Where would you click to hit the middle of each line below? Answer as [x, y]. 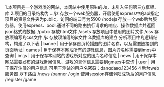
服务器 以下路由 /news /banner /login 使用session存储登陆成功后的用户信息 [81, 74]
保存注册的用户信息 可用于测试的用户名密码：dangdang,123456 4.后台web [84, 68]
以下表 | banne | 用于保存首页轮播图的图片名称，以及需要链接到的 [92, 43]
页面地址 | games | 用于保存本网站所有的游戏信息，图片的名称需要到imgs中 [81, 50]
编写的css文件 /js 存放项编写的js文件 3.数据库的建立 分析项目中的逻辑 [83, 37]
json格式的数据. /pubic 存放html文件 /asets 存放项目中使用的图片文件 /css [79, 31]
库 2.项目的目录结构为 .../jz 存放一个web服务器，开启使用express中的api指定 [82, 13]
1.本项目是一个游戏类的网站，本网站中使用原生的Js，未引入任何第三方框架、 [82, 7]
